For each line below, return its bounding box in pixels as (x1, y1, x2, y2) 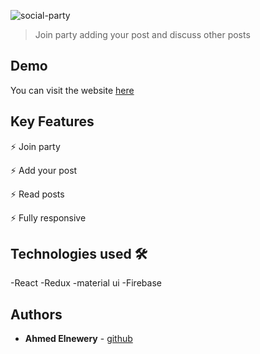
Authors (10, 306, 63, 323)
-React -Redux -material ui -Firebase (10, 277, 162, 289)
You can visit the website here (10, 84, 135, 96)
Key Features (10, 113, 95, 130)
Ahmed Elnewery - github (24, 333, 133, 345)
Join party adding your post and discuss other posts (34, 29, 251, 40)
